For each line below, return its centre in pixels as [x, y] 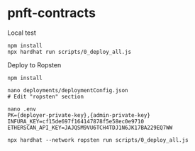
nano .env [22, 109]
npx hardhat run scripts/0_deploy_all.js [69, 52]
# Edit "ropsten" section [45, 96]
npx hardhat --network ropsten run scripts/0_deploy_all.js [98, 140]
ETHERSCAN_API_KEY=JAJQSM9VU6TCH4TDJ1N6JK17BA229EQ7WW [90, 128]
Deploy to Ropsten [34, 65]
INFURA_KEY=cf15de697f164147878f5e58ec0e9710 [76, 121]
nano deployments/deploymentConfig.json [68, 90]
